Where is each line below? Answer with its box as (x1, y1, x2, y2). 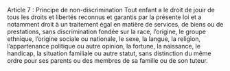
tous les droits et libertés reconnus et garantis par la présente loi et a (7, 13, 202, 21)
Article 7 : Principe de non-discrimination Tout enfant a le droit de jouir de (7, 6, 215, 14)
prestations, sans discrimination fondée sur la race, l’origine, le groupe (7, 27, 206, 35)
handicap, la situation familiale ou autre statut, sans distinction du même (7, 49, 211, 57)
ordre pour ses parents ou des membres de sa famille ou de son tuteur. (7, 57, 208, 64)
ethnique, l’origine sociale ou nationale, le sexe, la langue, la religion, (7, 35, 201, 43)
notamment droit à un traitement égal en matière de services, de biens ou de (7, 20, 224, 28)
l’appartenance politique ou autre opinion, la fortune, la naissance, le (7, 42, 201, 50)
